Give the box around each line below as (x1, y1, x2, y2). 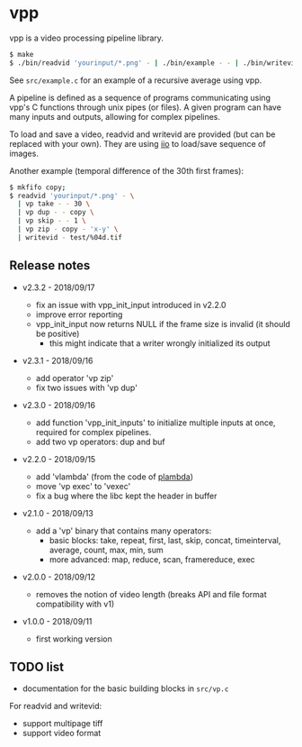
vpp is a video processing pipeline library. (9, 32, 164, 43)
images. (9, 148, 39, 159)
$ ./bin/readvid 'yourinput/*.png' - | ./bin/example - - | (9, 58, 240, 68)
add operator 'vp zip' (35, 372, 114, 383)
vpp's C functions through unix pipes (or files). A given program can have (9, 102, 281, 113)
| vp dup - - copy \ (17, 208, 94, 217)
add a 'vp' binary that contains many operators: (35, 525, 212, 536)
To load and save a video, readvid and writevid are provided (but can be (9, 129, 276, 140)
